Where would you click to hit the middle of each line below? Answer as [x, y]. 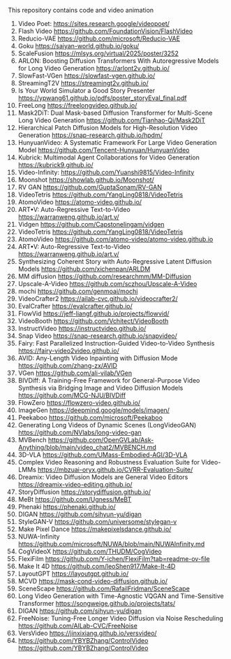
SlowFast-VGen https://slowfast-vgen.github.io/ [87, 76]
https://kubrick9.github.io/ [55, 165]
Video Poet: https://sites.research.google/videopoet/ [94, 23]
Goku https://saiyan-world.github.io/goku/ [79, 46]
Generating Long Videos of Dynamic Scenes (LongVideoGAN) [107, 425]
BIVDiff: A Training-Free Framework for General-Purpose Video [109, 380]
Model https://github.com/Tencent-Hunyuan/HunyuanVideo [104, 150]
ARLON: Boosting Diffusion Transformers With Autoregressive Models [118, 61]
